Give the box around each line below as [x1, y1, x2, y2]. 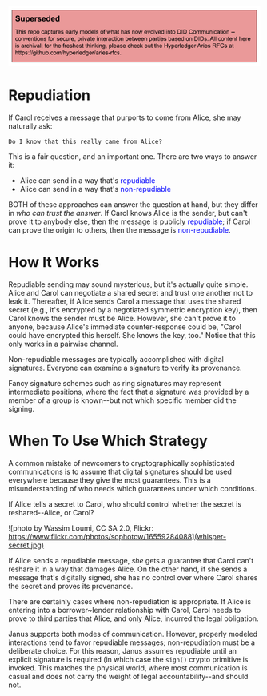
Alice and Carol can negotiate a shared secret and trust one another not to [8, 288, 253, 297]
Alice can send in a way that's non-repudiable [19, 184, 172, 193]
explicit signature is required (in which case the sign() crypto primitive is [8, 654, 249, 664]
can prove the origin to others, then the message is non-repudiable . [8, 225, 231, 234]
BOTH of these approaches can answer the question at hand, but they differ [8, 199, 258, 209]
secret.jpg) [8, 540, 45, 550]
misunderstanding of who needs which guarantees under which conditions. [8, 483, 257, 493]
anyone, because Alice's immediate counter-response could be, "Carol [8, 322, 241, 332]
